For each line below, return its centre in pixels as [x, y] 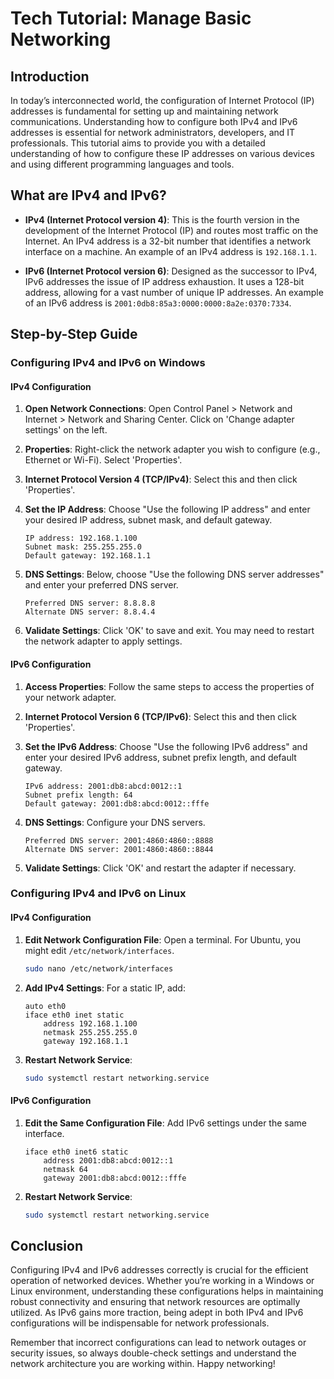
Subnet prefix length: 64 [78, 795]
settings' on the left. [66, 430]
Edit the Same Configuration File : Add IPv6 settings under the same [165, 1123]
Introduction [50, 76]
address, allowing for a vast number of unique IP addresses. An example [174, 292]
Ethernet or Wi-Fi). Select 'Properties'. [103, 460]
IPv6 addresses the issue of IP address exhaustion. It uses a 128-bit [164, 281]
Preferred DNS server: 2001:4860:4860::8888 [119, 840]
